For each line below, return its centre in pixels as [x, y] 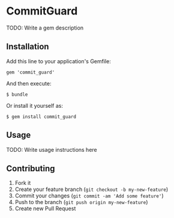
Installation [28, 47]
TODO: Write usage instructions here [52, 149]
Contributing [31, 168]
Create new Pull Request [45, 208]
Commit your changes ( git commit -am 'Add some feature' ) [89, 196]
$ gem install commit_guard [41, 117]
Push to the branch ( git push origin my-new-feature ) [81, 202]
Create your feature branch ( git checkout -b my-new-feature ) [91, 189]
